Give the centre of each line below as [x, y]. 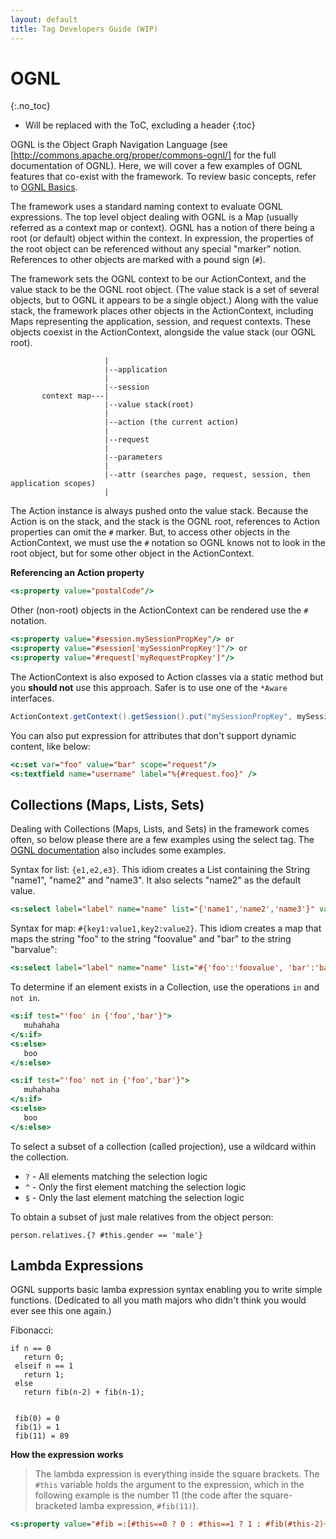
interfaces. [32, 698]
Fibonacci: [32, 1330]
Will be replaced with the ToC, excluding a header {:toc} [140, 125]
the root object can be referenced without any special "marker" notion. [156, 249]
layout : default [44, 19]
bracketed [56, 1506]
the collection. [39, 1157]
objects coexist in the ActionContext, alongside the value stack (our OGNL [163, 332]
